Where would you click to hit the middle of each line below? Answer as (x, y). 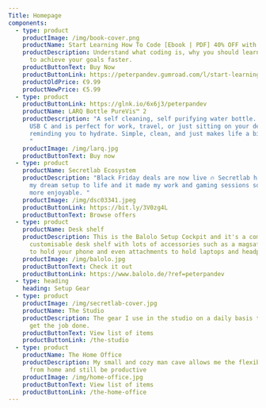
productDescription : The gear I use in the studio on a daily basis (138, 318)
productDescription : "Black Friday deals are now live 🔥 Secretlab (137, 178)
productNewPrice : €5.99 (62, 89)
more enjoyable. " (59, 192)
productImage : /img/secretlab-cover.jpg (90, 303)
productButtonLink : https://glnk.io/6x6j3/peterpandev (115, 104)
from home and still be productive (88, 370)
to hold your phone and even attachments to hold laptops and (134, 252)
